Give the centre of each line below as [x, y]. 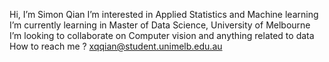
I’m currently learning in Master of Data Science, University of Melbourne [160, 25]
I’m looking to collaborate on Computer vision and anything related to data [162, 35]
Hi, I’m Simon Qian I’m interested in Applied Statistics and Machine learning [164, 14]
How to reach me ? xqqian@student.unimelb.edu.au [116, 46]
